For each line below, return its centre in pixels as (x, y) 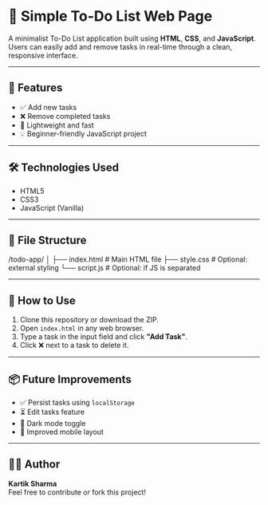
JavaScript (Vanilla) (52, 207)
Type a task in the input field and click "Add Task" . (103, 337)
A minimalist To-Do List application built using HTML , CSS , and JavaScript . (132, 38)
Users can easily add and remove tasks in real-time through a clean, (120, 46)
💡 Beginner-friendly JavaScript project (83, 133)
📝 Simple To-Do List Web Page (110, 16)
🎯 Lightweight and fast (57, 125)
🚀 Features (35, 88)
